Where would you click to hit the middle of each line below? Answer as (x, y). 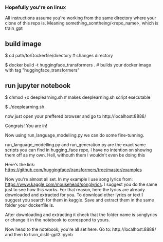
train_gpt (14, 28)
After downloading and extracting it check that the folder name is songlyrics (81, 215)
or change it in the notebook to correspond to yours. (58, 220)
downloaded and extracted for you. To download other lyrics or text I (74, 195)
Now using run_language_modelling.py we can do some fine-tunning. (75, 135)
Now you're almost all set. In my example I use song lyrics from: (69, 179)
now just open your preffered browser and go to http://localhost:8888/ (76, 116)
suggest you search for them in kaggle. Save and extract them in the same (80, 200)
